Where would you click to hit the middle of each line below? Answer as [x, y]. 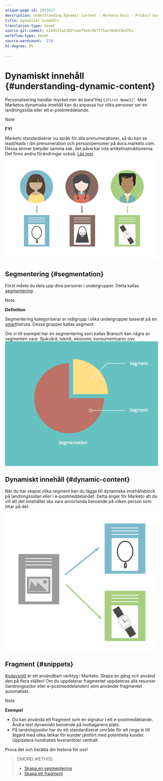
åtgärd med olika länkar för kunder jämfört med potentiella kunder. [78, 735]
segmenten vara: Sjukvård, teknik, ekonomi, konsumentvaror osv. [70, 339]
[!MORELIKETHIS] [35, 759]
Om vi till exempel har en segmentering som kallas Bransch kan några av [78, 334]
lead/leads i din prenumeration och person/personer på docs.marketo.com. [80, 143]
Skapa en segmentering [48, 768]
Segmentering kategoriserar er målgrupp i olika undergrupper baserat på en [81, 319]
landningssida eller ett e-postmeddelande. [47, 110]
